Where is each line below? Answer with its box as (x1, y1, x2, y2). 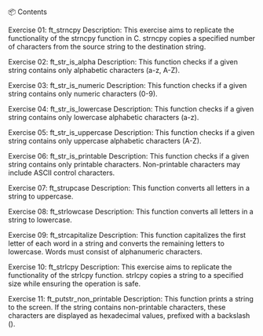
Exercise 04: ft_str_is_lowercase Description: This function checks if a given (8, 104, 254, 113)
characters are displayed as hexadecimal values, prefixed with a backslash (8, 311, 250, 320)
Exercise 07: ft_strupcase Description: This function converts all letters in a (8, 184, 250, 192)
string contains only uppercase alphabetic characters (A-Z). (8, 137, 202, 145)
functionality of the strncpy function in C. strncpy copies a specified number (8, 34, 256, 42)
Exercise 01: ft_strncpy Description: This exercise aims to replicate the (8, 25, 235, 35)
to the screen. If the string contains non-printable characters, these (8, 302, 226, 312)
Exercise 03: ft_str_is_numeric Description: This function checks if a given (8, 81, 247, 89)
